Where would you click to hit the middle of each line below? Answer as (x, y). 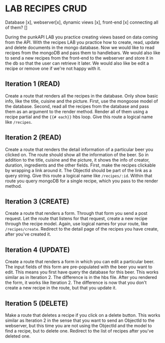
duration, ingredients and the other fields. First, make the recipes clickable (81, 165)
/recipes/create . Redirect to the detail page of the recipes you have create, (82, 229)
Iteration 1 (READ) (33, 84)
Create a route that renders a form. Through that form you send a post (76, 213)
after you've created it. (28, 234)
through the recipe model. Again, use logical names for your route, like (77, 224)
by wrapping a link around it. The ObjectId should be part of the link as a (78, 170)
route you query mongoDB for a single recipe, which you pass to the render (82, 181)
